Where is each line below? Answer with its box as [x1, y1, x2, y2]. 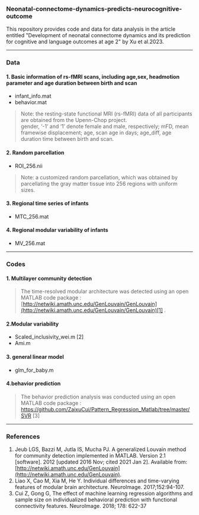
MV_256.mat [14, 240, 46, 247]
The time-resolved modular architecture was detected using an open [20, 288, 189, 295]
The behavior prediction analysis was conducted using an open [20, 393, 176, 400]
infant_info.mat [14, 92, 52, 99]
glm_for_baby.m [14, 366, 54, 374]
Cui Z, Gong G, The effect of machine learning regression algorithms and [14, 490, 193, 497]
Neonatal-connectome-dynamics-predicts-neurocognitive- [6, 5, 182, 13]
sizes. [20, 186, 36, 194]
